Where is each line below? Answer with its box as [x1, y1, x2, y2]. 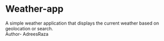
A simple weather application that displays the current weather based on [5, 20, 159, 26]
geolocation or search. [5, 25, 53, 31]
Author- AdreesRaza [5, 31, 49, 37]
